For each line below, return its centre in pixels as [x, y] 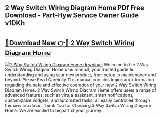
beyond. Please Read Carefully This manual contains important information [80, 80]
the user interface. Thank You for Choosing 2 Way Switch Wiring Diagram [78, 105]
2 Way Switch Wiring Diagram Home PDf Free [74, 8]
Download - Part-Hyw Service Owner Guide [72, 16]
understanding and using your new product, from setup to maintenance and [80, 75]
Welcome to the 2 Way [126, 64]
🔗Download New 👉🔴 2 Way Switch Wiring [70, 43]
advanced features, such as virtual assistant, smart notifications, [69, 95]
